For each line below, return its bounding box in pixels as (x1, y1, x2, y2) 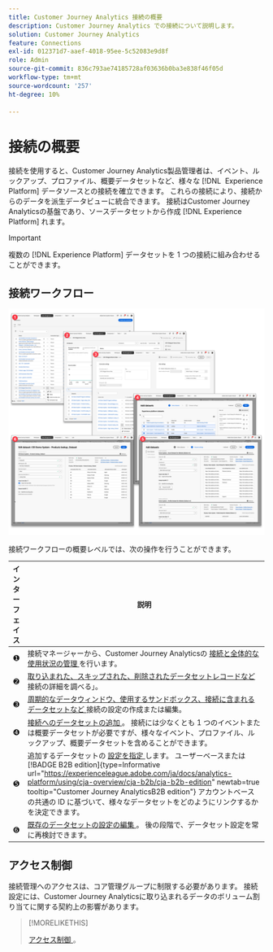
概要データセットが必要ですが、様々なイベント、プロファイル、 (34, 727, 248, 737)
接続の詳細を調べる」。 (27, 682, 103, 692)
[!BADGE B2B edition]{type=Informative (27, 759, 161, 769)
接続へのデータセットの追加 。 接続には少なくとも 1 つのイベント (27, 717, 246, 727)
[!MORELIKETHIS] (28, 918, 89, 928)
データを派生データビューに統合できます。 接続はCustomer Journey (22, 196, 250, 207)
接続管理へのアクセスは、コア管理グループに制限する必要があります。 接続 (8, 881, 258, 891)
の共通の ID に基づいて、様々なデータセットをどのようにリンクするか (27, 797, 258, 806)
